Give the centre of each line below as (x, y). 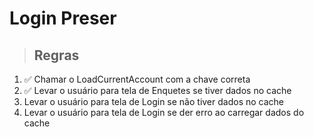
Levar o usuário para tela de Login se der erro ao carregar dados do (164, 112)
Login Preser (63, 18)
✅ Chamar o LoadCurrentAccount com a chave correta (137, 79)
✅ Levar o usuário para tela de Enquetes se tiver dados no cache (157, 90)
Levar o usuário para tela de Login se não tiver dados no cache (153, 101)
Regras (56, 55)
